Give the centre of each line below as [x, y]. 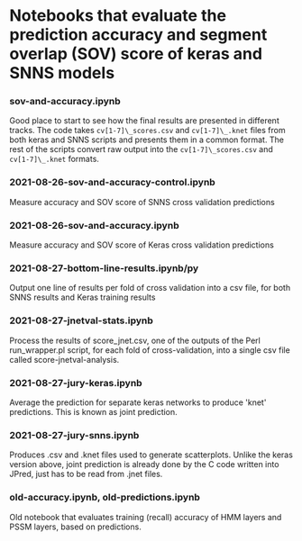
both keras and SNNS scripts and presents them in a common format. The [146, 140]
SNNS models [62, 73]
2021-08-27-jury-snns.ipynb [74, 435]
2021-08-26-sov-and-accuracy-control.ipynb [113, 183]
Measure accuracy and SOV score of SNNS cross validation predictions [142, 202]
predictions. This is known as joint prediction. [93, 411]
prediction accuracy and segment [138, 35]
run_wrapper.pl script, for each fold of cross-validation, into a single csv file [150, 350]
